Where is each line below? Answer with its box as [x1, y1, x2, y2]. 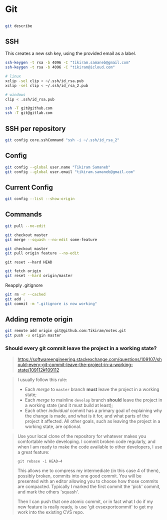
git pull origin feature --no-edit [5, 251, 79, 256]
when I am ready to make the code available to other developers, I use [17, 443, 162, 449]
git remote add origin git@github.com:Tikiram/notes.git [5, 328, 126, 333]
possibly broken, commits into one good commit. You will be [17, 472, 141, 478]
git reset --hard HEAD [5, 260, 52, 265]
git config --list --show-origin [5, 196, 75, 201]
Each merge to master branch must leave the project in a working [24, 386, 159, 392]
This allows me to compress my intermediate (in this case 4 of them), [17, 467, 160, 473]
